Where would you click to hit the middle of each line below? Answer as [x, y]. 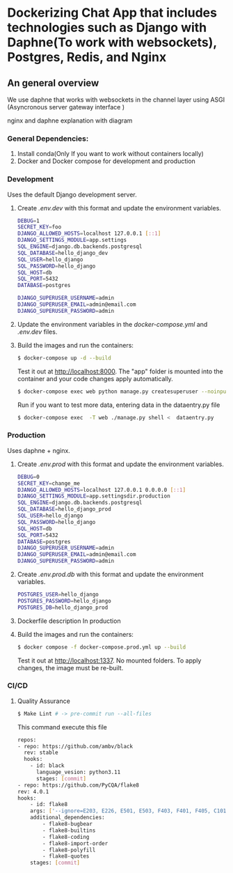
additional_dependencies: [68, 818]
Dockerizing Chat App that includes [112, 13]
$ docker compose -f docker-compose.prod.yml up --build [102, 647]
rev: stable [41, 753]
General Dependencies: [48, 139]
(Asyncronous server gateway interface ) [66, 107]
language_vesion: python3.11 [78, 772]
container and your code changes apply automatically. [95, 378]
